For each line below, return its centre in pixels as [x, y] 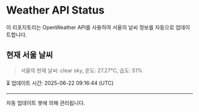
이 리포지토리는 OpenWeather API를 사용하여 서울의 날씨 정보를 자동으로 [90, 27]
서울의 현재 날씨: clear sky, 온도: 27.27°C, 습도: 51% [81, 70]
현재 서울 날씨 [30, 55]
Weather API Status [55, 10]
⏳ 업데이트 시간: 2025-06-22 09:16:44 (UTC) [60, 83]
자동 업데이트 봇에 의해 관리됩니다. [46, 103]
